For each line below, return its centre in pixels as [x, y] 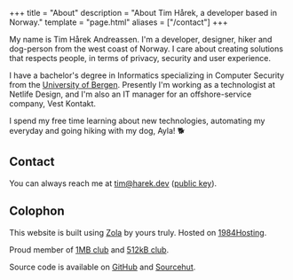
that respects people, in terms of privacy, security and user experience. [140, 58]
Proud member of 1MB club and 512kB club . [89, 249]
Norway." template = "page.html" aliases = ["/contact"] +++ [119, 22]
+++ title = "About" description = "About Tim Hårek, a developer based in [143, 13]
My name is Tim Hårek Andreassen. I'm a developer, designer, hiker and [141, 39]
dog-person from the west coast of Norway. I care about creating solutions [146, 49]
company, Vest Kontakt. [52, 104]
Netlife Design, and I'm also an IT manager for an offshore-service [131, 94]
